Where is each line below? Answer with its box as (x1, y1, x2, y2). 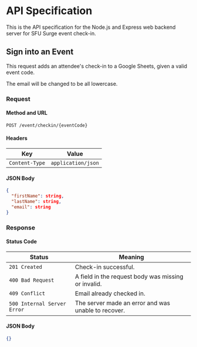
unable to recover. (74, 306, 125, 314)
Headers (6, 135, 28, 142)
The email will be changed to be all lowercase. (6, 80, 118, 87)
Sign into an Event (6, 47, 74, 57)
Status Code (6, 238, 37, 245)
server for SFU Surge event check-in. (6, 29, 97, 36)
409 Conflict (9, 290, 46, 296)
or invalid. (74, 279, 102, 288)
